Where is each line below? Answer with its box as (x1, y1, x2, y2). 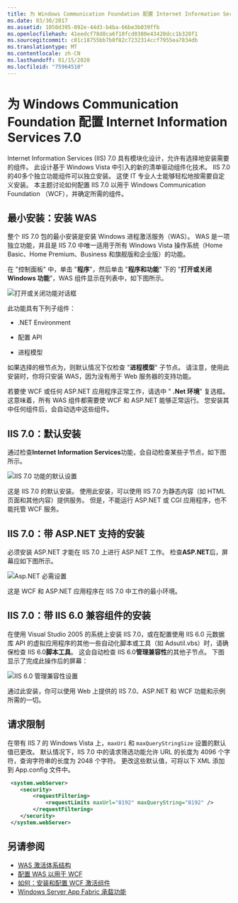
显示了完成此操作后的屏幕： (7, 656, 89, 665)
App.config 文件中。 (15, 765, 74, 774)
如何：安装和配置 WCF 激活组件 (17, 878, 110, 887)
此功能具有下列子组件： (7, 304, 76, 313)
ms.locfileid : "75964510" (7, 63, 84, 70)
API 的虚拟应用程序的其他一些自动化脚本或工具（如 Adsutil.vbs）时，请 (15, 639, 223, 647)
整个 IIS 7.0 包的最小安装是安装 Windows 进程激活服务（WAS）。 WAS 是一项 (7, 232, 230, 241)
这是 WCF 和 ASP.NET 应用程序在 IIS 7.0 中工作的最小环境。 (7, 587, 182, 595)
